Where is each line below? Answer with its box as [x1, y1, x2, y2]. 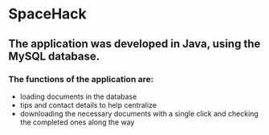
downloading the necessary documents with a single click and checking [19, 108, 259, 118]
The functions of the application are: [8, 73, 154, 84]
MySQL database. [8, 49, 100, 63]
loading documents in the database [19, 92, 137, 101]
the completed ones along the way [19, 117, 135, 127]
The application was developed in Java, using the [8, 37, 261, 51]
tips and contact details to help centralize [19, 100, 157, 109]
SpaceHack [8, 5, 87, 23]
